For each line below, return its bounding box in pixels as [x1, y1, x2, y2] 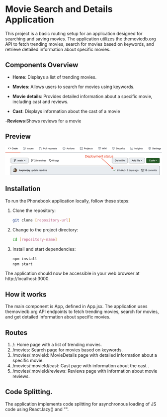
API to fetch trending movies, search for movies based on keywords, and [5, 41, 154, 47]
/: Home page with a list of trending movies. [12, 342, 102, 348]
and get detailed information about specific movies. [5, 314, 111, 320]
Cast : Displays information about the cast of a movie [12, 108, 120, 114]
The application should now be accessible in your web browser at [5, 270, 140, 277]
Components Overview [5, 61, 79, 69]
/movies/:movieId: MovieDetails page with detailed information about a [12, 352, 158, 358]
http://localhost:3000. [5, 276, 50, 282]
